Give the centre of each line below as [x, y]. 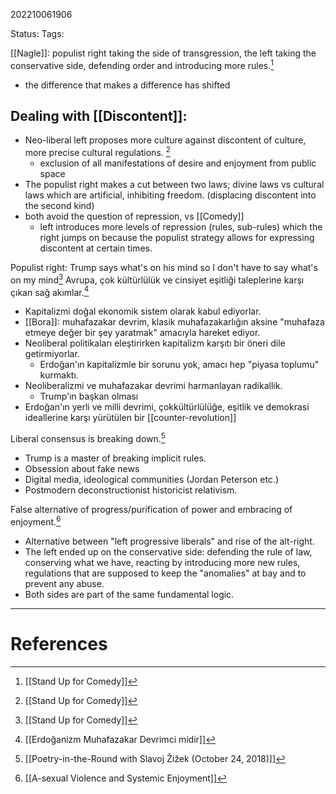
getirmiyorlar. [52, 354]
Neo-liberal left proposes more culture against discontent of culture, [165, 140]
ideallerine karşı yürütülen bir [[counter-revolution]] [130, 418]
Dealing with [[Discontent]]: [99, 116]
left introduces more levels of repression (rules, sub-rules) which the [181, 227]
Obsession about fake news [82, 469]
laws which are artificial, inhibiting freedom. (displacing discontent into [170, 195]
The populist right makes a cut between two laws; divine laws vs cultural [174, 185]
